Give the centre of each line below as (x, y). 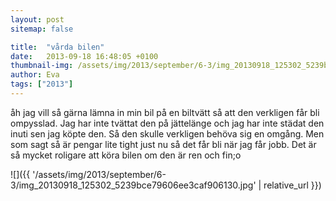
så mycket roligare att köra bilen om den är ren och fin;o (126, 155)
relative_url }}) (292, 185)
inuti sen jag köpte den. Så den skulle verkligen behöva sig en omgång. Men (167, 133)
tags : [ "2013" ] (42, 84)
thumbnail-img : (42, 66)
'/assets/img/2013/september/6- (99, 174)
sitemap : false (42, 29)
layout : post (37, 19)
